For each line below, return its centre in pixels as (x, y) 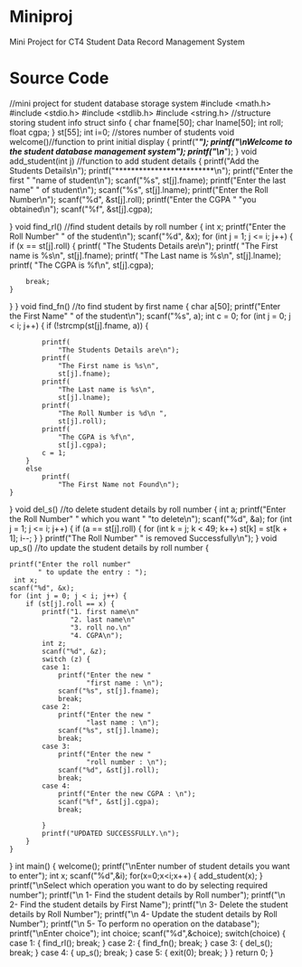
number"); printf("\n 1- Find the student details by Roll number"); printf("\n (147, 895)
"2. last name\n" (103, 620)
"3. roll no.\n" (100, 627)
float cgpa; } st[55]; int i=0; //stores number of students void (122, 132)
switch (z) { (66, 659)
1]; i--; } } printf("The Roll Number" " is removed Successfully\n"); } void (143, 538)
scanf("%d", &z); (74, 651)
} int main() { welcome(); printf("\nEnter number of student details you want (150, 866)
